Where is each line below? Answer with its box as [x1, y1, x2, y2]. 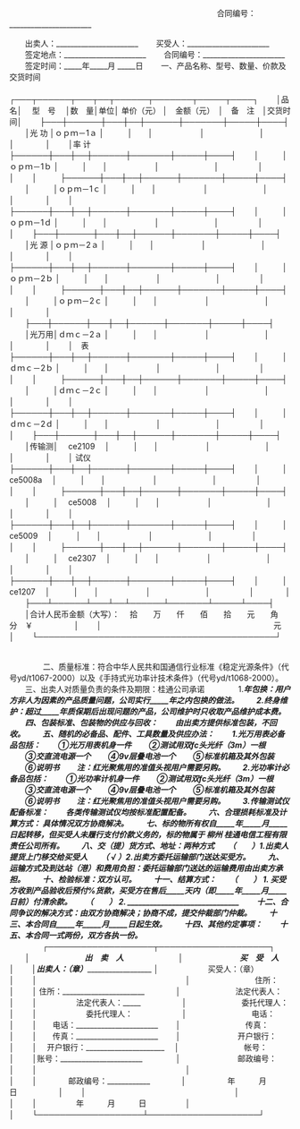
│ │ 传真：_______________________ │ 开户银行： [9, 1031, 277, 1041]
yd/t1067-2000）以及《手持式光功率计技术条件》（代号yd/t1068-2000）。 [16, 672, 284, 683]
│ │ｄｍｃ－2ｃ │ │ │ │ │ [24, 385, 270, 396]
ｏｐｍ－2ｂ [9, 273, 54, 284]
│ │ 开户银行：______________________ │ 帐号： [9, 1042, 268, 1052]
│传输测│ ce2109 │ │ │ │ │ [24, 441, 271, 451]
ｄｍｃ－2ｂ [9, 363, 54, 373]
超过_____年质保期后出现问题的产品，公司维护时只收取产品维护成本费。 [24, 706, 287, 716]
